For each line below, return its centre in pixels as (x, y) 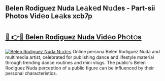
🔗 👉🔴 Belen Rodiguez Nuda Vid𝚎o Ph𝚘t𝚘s (74, 37)
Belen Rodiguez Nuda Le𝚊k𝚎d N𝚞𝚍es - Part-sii (80, 8)
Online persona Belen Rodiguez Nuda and (116, 52)
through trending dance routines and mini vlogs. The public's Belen (76, 63)
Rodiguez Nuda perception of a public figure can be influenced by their (80, 68)
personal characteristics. (31, 73)
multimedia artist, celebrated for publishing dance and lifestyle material (80, 57)
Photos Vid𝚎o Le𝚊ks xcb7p (49, 16)
